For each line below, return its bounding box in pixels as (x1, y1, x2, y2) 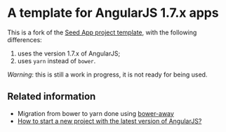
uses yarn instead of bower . (17, 56, 96, 65)
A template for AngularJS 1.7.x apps (7, 5, 219, 21)
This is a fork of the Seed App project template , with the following (7, 28, 197, 37)
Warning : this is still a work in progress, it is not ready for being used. (7, 70, 208, 79)
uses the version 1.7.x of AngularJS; (17, 49, 121, 58)
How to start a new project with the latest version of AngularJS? (17, 117, 202, 125)
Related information (7, 91, 96, 103)
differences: (7, 35, 42, 44)
